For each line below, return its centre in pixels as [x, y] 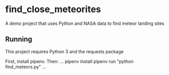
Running [19, 39]
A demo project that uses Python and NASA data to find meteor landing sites [85, 23]
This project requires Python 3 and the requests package [64, 51]
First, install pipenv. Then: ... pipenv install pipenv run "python [69, 61]
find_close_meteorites [53, 9]
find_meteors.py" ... [26, 66]
